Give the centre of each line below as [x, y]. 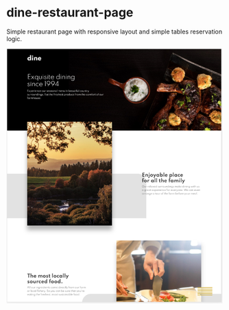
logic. [14, 38]
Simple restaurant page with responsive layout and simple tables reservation [114, 31]
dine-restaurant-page [70, 13]
